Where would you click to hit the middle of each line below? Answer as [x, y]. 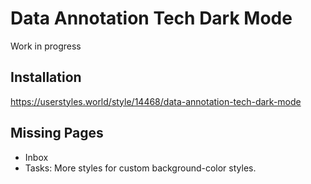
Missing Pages [57, 133]
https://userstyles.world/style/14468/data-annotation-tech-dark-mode [156, 101]
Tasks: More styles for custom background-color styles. [140, 168]
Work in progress [46, 46]
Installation [46, 77]
